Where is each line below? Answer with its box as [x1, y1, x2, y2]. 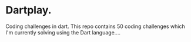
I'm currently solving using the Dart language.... [5, 29, 121, 36]
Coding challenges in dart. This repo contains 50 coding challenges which [5, 23, 186, 30]
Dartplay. [5, 3, 52, 17]
